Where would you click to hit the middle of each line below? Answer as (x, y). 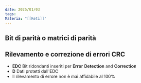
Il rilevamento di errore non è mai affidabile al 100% (63, 76)
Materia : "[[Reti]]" (26, 18)
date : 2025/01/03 (23, 9)
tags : (10, 14)
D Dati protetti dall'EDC (35, 71)
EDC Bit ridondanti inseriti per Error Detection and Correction (74, 66)
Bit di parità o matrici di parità (51, 38)
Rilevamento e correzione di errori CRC (65, 54)
